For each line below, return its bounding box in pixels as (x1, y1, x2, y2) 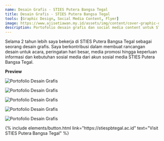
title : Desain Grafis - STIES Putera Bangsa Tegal (5, 12, 110, 17)
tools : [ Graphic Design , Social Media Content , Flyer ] (5, 16, 119, 21)
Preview (5, 69, 22, 74)
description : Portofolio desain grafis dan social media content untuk (5, 25, 154, 30)
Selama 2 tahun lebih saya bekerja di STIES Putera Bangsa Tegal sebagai (5, 38, 152, 44)
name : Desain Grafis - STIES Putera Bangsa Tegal (5, 7, 108, 12)
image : (5, 20, 19, 26)
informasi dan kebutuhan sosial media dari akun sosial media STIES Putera (5, 54, 155, 60)
